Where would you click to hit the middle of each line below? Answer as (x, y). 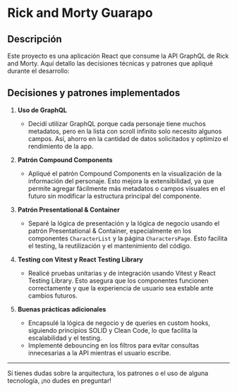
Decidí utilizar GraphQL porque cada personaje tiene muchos (117, 123)
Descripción (35, 39)
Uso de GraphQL (42, 110)
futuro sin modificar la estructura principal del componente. (115, 196)
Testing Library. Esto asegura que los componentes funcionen (119, 281)
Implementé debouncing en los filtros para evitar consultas (114, 345)
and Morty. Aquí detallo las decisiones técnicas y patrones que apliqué (110, 63)
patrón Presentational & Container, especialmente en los (110, 231)
